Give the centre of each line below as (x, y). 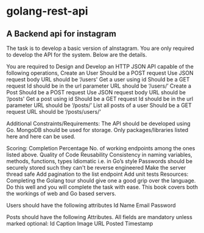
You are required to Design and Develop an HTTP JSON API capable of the (100, 66)
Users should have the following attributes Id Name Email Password (91, 205)
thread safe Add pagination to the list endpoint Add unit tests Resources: (97, 174)
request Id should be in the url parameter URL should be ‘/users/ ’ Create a (99, 86)
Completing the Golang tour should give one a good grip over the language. (101, 180)
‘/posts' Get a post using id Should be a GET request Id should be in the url (100, 99)
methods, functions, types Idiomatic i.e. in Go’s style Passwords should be (100, 161)
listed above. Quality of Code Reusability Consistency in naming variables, (100, 155)
